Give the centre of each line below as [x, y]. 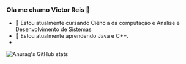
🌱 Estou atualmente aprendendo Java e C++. [72, 36]
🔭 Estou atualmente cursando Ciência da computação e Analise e [98, 23]
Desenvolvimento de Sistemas [53, 29]
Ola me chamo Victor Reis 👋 [48, 10]
